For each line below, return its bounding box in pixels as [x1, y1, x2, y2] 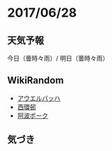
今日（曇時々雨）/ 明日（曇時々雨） [7, 54, 109, 62]
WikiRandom [7, 74, 64, 86]
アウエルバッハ [17, 94, 61, 102]
